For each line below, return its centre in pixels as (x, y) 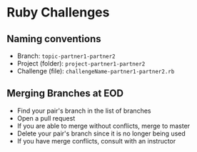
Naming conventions (54, 39)
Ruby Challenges (58, 12)
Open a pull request (46, 118)
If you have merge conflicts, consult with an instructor (96, 141)
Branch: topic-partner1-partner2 (66, 56)
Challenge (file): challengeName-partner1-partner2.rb (96, 71)
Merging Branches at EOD (65, 93)
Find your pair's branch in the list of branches (84, 111)
